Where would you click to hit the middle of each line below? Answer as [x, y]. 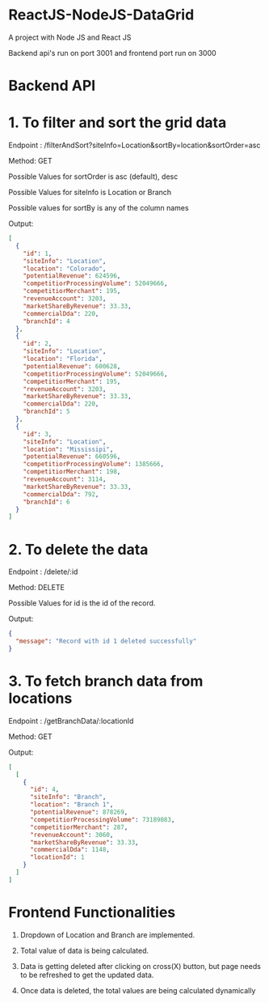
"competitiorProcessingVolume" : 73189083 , [102, 819]
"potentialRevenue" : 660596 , [72, 457]
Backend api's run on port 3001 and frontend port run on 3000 [112, 53]
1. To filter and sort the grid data [118, 123]
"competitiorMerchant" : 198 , [72, 472]
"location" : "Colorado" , [65, 269]
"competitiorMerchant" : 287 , [79, 827]
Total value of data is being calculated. [84, 950]
